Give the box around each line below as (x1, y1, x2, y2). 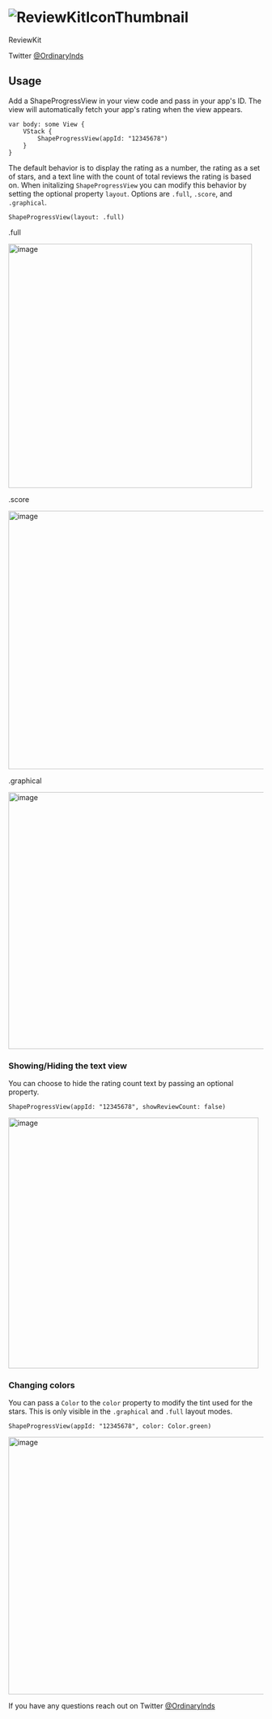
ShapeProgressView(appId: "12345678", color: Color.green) (8, 1422, 212, 1431)
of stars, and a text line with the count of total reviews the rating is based (8, 171, 252, 181)
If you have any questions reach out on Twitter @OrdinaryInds (8, 1701, 216, 1711)
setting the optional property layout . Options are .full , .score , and (8, 188, 233, 198)
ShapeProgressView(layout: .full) (8, 213, 125, 221)
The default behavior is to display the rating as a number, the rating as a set (8, 162, 261, 172)
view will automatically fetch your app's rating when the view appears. (8, 104, 243, 114)
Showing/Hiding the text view (8, 1060, 128, 1072)
